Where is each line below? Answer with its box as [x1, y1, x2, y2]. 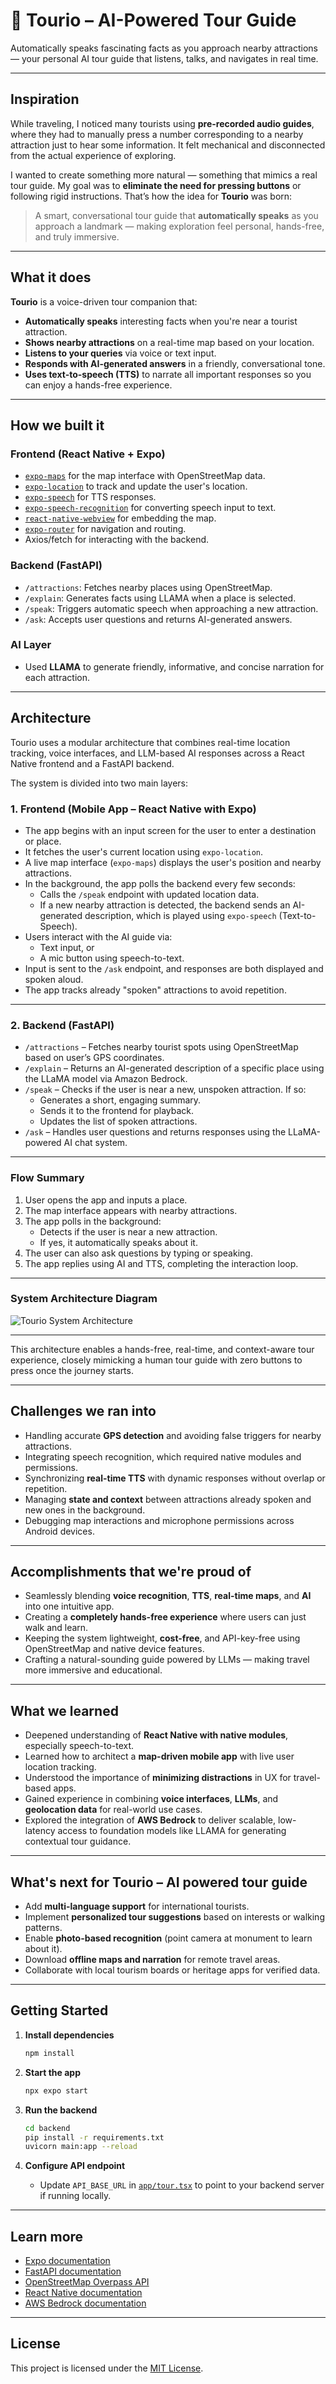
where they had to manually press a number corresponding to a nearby [10, 128, 304, 140]
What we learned [10, 1702, 119, 1719]
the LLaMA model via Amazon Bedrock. [24, 1073, 188, 1085]
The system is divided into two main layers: [10, 777, 189, 789]
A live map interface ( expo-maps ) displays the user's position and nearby [24, 856, 322, 868]
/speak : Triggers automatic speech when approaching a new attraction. [24, 602, 319, 614]
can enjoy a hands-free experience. [24, 379, 173, 391]
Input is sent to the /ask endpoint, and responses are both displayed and [24, 962, 324, 974]
